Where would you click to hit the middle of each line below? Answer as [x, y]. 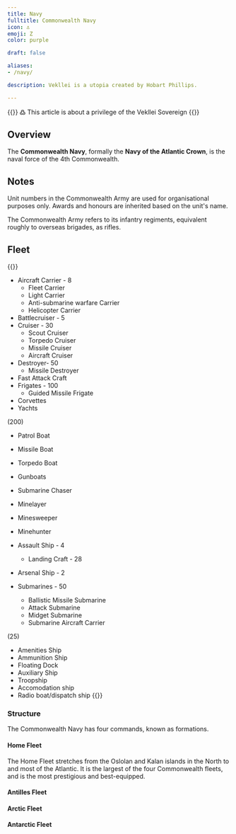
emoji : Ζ [20, 34]
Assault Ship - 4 [41, 545]
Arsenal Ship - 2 [41, 573]
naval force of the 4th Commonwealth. [64, 159]
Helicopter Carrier [54, 310]
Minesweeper [37, 518]
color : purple [28, 40]
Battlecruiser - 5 [41, 318]
